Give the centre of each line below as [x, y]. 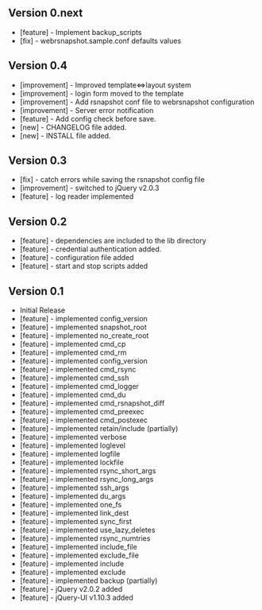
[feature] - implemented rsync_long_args [87, 480]
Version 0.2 [38, 221]
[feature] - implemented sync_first [76, 522]
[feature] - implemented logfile [70, 454]
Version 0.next [46, 13]
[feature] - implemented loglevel [72, 445]
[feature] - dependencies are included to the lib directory [113, 241]
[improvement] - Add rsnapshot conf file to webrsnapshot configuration [137, 102]
